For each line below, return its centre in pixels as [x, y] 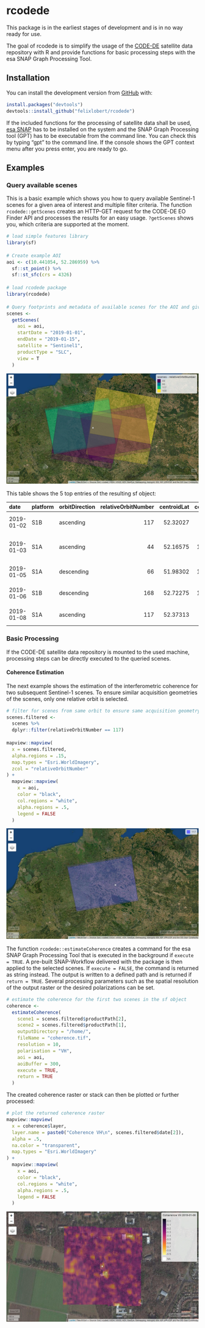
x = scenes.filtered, [39, 749]
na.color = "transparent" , [46, 1145]
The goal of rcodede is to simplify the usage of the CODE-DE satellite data [100, 46]
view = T [28, 358]
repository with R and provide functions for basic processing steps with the [101, 52]
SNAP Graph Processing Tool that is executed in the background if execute [100, 955]
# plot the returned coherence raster [56, 1113]
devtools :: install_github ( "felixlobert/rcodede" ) [71, 111]
